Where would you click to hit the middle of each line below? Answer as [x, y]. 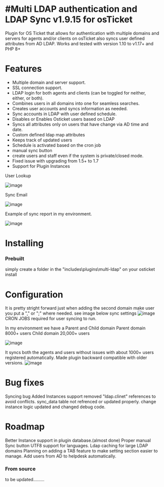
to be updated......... [25, 480]
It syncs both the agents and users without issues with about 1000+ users [80, 353]
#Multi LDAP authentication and [71, 9]
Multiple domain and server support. [49, 82]
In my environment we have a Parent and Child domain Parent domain [75, 328]
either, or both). [28, 98]
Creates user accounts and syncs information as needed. [70, 108]
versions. [14, 363]
